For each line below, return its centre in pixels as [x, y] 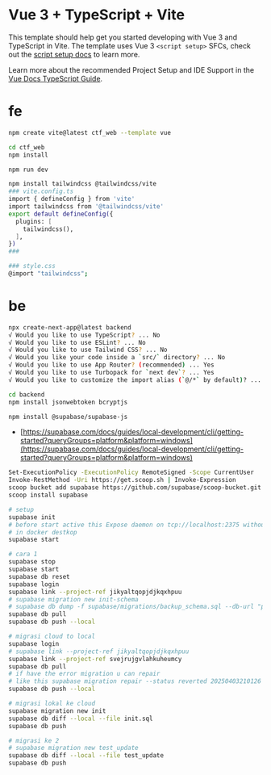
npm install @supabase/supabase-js [68, 417]
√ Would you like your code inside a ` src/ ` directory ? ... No [117, 358]
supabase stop [32, 562]
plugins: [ [34, 221]
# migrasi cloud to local [52, 637]
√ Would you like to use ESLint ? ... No [77, 342]
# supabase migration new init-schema [73, 599]
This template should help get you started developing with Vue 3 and [123, 37]
